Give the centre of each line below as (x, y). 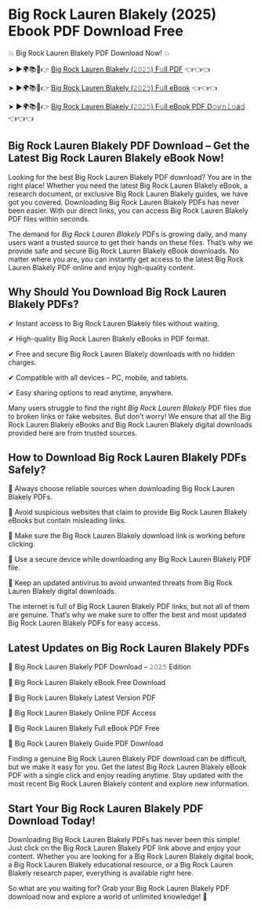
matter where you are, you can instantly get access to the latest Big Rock (126, 259)
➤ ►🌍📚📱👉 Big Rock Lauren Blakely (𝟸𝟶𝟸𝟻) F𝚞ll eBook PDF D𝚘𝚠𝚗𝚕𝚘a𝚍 (127, 106)
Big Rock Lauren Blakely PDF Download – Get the (129, 146)
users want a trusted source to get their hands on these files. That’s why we (130, 242)
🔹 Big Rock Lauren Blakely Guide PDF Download (86, 743)
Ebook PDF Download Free (96, 31)
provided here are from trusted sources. (72, 433)
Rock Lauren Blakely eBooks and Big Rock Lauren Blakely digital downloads (130, 424)
